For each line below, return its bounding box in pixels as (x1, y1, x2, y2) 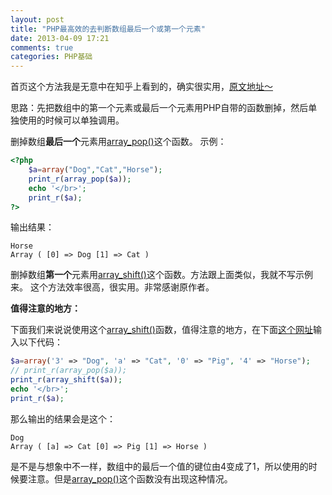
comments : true (10, 42, 74, 53)
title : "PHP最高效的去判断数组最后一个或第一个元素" (10, 24, 206, 34)
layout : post (10, 14, 65, 25)
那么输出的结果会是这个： (10, 412, 116, 425)
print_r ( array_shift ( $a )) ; (10, 375, 123, 385)
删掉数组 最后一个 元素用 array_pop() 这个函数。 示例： (10, 136, 227, 148)
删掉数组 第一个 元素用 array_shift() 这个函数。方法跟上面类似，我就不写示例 (10, 269, 313, 281)
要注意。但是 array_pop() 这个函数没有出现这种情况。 (18, 472, 233, 485)
